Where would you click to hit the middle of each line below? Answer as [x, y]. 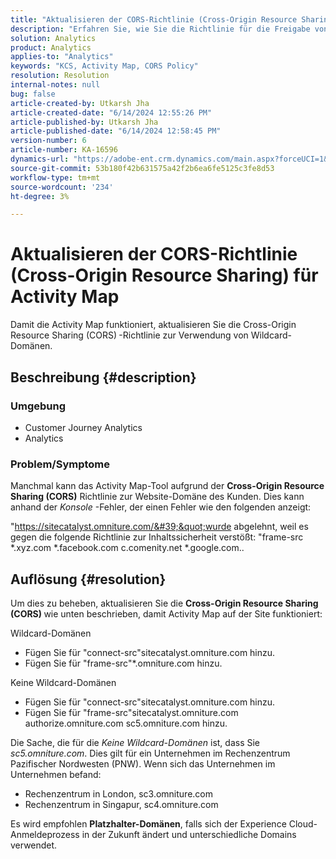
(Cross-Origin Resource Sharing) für [164, 275]
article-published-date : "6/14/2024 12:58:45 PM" [116, 131]
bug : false [33, 94]
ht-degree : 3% [40, 196]
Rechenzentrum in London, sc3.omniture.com [118, 793]
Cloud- [303, 823]
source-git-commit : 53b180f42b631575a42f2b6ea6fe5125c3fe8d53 [142, 168]
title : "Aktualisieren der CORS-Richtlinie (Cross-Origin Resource [154, 19]
